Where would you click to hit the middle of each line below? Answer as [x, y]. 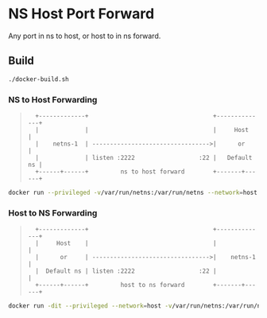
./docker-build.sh [39, 79]
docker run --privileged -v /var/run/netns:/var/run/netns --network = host [133, 192]
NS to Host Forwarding [53, 99]
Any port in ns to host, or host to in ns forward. [85, 36]
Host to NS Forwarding [53, 213]
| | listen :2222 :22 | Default [144, 157]
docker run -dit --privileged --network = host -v [90, 306]
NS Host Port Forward [81, 14]
